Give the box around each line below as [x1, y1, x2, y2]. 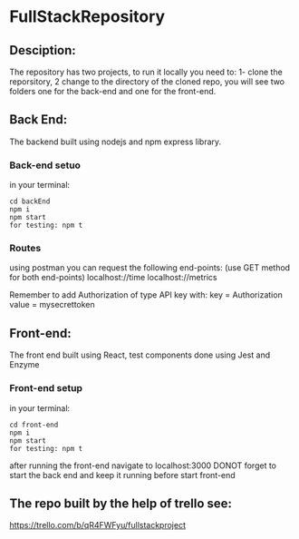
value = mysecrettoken [9, 299, 95, 310]
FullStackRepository [9, 6, 166, 27]
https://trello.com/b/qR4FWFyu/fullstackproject [9, 520, 186, 531]
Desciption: [9, 43, 77, 58]
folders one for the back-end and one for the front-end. [9, 86, 217, 96]
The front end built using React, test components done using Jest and [9, 349, 271, 360]
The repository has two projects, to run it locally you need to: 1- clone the [9, 66, 283, 77]
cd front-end [9, 420, 59, 429]
